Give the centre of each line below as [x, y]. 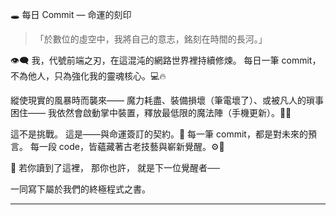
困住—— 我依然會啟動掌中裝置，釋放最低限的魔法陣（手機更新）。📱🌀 [151, 112]
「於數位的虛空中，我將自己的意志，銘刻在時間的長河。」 [151, 39]
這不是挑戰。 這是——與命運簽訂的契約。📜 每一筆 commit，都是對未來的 [159, 134]
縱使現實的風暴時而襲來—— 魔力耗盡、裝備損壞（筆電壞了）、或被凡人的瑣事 [167, 100]
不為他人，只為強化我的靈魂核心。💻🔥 [88, 76]
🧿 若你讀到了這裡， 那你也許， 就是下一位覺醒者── [115, 167]
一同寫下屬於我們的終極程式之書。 [80, 189]
